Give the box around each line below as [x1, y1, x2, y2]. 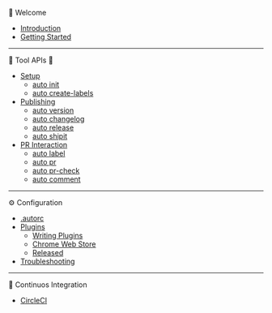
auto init [32, 79, 60, 89]
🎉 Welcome [8, 8, 47, 17]
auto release [32, 122, 74, 132]
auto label [32, 148, 66, 158]
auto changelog [32, 114, 85, 123]
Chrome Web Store [32, 239, 96, 249]
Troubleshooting [19, 256, 75, 266]
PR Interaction [19, 140, 68, 149]
